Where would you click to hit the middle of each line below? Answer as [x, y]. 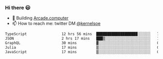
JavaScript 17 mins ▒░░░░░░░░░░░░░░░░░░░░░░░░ [78, 52]
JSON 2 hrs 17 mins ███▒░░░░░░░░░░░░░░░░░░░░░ [78, 39]
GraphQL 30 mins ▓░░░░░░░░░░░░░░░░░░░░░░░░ [78, 43]
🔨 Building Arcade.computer [40, 18]
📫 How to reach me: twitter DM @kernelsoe [56, 24]
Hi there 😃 [18, 8]
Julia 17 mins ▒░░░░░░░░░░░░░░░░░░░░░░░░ [78, 47]
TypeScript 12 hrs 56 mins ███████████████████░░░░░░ [78, 34]
